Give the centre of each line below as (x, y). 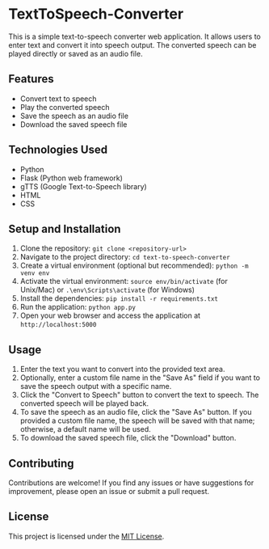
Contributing (41, 463)
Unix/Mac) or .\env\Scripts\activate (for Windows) (107, 290)
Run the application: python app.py (78, 307)
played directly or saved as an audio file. (76, 53)
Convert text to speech (58, 99)
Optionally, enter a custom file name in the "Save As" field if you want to (140, 378)
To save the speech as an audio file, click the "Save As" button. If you (136, 412)
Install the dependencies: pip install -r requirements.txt (119, 298)
